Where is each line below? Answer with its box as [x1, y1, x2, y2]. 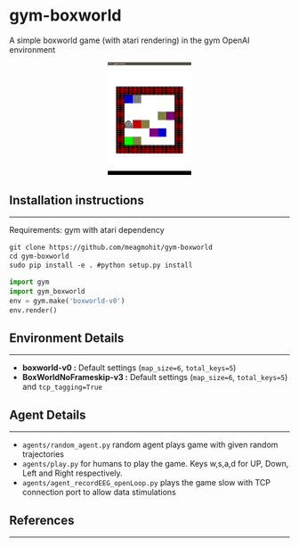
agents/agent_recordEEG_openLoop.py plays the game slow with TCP [21, 477, 271, 488]
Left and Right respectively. [21, 468, 123, 478]
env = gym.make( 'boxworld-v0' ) [9, 296, 125, 305]
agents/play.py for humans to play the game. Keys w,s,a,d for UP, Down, [21, 459, 289, 469]
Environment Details [9, 331, 125, 345]
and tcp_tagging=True [21, 381, 102, 393]
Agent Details [9, 407, 86, 422]
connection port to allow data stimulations [21, 487, 176, 498]
